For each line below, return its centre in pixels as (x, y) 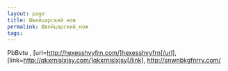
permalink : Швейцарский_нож (48, 26)
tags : (15, 33)
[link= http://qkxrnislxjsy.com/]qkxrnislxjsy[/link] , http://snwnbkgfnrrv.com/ (114, 61)
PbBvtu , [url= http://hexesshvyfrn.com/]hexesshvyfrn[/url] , (92, 53)
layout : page (26, 14)
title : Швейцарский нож (42, 20)
